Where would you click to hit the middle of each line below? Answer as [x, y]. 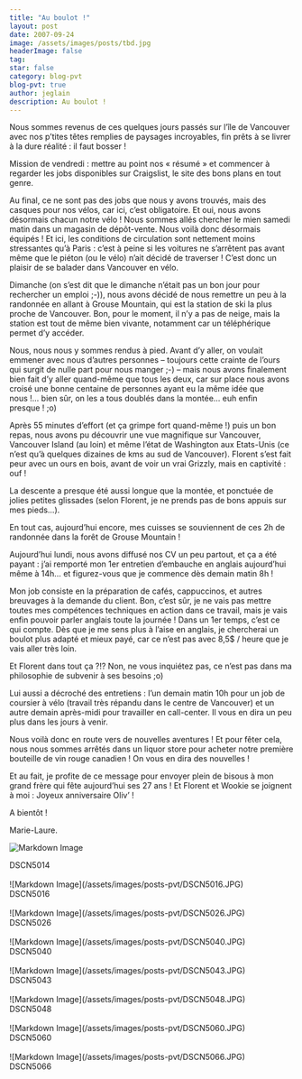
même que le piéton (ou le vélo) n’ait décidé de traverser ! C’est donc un [143, 258]
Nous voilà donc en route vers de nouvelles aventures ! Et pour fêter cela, [146, 740]
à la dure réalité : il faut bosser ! [68, 146]
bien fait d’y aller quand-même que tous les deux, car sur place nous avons [150, 379]
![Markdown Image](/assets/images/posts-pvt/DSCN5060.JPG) [128, 1028]
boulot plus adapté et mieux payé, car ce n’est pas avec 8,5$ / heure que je [149, 639]
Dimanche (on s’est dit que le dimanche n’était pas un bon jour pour [135, 285]
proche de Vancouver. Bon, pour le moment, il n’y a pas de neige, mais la [145, 314]
